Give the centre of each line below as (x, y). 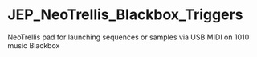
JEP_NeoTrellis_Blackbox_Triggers (125, 15)
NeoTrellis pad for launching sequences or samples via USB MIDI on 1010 (128, 37)
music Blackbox (34, 45)
